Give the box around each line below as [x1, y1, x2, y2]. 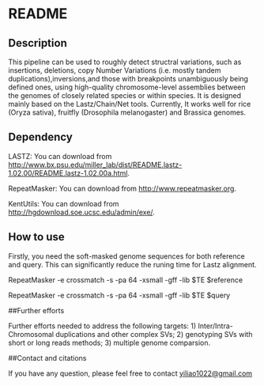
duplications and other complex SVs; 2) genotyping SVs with [55, 329, 253, 339]
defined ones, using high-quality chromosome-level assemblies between [8, 82, 247, 92]
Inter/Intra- [198, 321, 233, 331]
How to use [8, 230, 65, 244]
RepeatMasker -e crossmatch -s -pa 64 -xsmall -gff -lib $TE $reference [8, 274, 243, 285]
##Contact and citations [8, 353, 87, 362]
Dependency [8, 131, 73, 144]
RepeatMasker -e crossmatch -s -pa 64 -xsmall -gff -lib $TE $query [8, 290, 231, 300]
